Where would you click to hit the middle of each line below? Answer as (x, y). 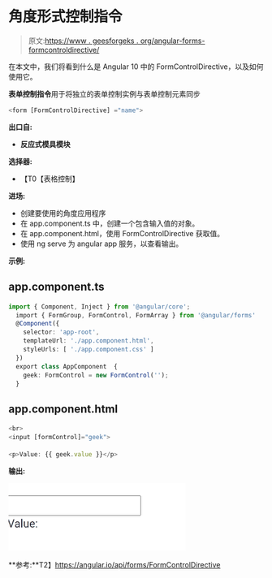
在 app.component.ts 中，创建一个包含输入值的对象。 (110, 223)
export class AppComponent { (67, 366)
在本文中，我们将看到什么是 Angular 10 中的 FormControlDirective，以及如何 (136, 67)
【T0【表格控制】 (50, 179)
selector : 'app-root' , (61, 332)
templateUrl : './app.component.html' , (89, 341)
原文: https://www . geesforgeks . (83, 41)
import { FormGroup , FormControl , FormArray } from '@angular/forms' (136, 315)
